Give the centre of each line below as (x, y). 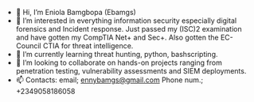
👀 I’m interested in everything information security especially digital (126, 21)
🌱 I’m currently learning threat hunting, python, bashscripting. (117, 54)
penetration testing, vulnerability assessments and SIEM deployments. (131, 71)
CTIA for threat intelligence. (88, 46)
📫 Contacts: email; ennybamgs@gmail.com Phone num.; (109, 80)
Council (28, 46)
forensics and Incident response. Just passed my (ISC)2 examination (129, 29)
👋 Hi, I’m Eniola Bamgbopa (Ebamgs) (76, 12)
